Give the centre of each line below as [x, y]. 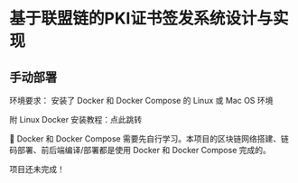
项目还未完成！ [37, 169]
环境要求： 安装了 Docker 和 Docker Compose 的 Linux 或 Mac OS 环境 [141, 101]
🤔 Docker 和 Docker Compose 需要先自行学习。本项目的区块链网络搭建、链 [149, 139]
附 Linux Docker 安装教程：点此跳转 [76, 119]
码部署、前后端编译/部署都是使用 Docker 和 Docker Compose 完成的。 [140, 150]
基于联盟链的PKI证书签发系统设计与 [141, 18]
